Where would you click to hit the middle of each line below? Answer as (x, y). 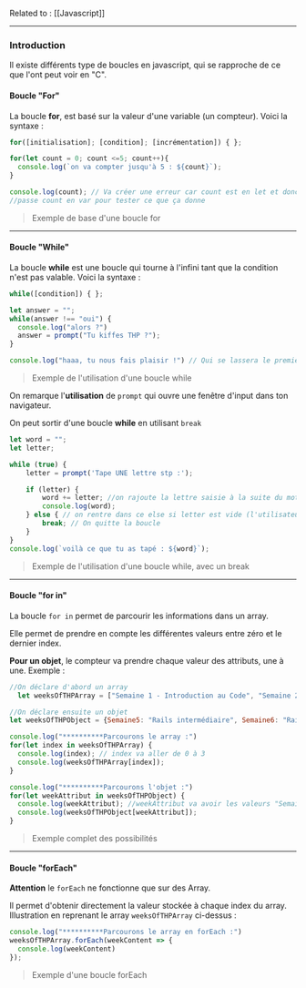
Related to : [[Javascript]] (57, 13)
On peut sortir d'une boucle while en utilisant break (106, 423)
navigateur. (31, 405)
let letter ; (32, 448)
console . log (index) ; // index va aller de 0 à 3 (112, 754)
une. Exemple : (37, 670)
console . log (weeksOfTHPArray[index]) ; (92, 762)
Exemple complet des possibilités (94, 839)
